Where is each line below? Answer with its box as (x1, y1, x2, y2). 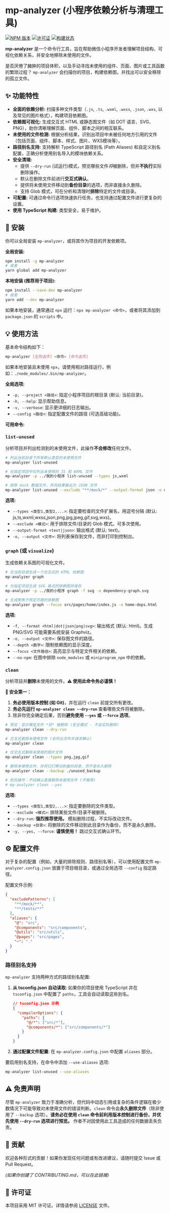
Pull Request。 (5, 1161, 36, 1167)
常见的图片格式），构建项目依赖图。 (17, 112, 91, 118)
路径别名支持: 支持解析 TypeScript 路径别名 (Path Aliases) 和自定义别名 (12, 144, 161, 150)
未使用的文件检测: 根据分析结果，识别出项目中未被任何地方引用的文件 (12, 131, 158, 137)
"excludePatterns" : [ (10, 897, 56, 902)
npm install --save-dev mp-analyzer (5, 288, 82, 293)
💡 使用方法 (5, 330, 38, 338)
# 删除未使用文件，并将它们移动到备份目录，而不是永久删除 (5, 764, 112, 769)
